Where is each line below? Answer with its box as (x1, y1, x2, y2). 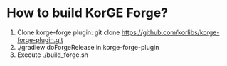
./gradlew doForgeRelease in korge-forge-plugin (16, 43, 159, 51)
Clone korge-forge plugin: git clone (16, 28, 120, 37)
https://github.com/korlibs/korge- (121, 28, 220, 37)
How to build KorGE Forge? (6, 5, 169, 21)
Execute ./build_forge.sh (16, 51, 88, 59)
